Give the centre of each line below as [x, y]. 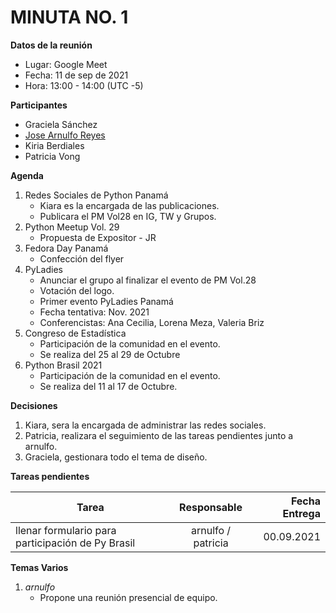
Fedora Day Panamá [66, 248]
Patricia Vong [52, 156]
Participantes [39, 105]
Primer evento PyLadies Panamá [106, 301]
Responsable [211, 507]
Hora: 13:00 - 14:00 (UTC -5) [84, 85]
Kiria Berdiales [54, 145]
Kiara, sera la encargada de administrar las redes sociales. [145, 425]
